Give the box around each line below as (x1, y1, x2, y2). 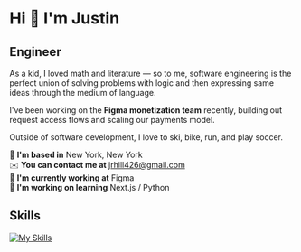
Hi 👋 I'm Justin (9, 8, 120, 29)
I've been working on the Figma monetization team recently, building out (9, 105, 283, 116)
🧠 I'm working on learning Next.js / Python (9, 182, 170, 192)
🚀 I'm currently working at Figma (9, 173, 135, 183)
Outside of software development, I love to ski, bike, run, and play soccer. (9, 132, 283, 143)
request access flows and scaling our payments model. (9, 115, 215, 125)
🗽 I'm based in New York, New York (9, 149, 143, 160)
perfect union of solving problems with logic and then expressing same (9, 78, 274, 89)
